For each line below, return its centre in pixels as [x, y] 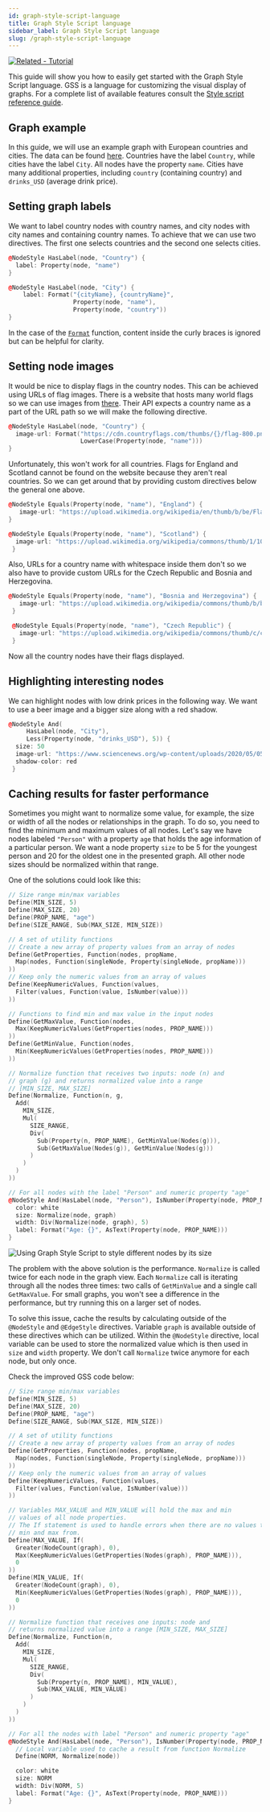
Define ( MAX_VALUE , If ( [46, 1540]
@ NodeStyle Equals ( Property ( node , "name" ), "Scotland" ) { [107, 534]
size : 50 [30, 747]
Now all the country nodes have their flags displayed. [96, 656]
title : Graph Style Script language [70, 23]
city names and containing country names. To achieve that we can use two [132, 234]
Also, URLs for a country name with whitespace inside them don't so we [127, 564]
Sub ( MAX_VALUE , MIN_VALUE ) [82, 1690]
